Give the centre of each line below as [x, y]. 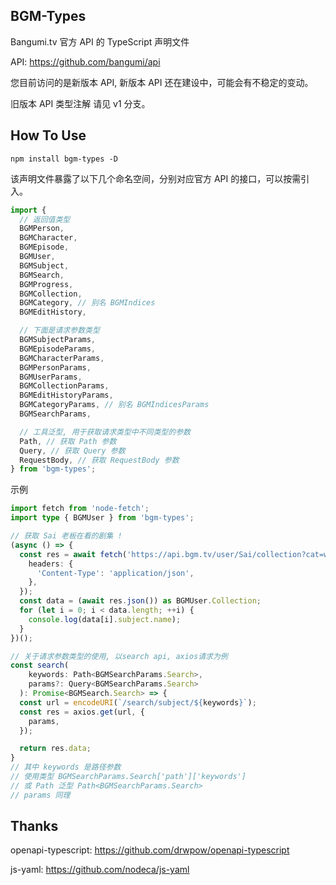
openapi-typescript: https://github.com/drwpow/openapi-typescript [150, 850]
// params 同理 [40, 795]
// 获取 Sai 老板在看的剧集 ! [66, 536]
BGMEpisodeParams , [58, 349]
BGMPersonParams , [55, 367]
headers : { [51, 564]
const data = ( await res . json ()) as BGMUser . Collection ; [140, 601]
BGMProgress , [46, 284]
